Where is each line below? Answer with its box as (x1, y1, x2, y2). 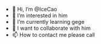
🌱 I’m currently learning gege (11, 18, 85, 25)
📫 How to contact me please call (11, 32, 95, 38)
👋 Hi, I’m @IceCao (11, 6, 57, 12)
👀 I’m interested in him (11, 12, 68, 19)
